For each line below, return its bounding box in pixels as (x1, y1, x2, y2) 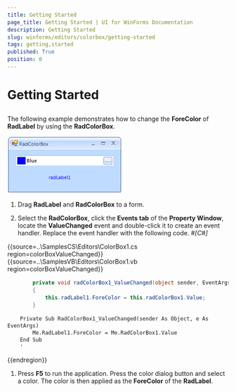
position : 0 (7, 56, 42, 63)
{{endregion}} (7, 355, 48, 364)
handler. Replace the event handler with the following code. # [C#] (17, 229, 209, 237)
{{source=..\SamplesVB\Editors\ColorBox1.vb (7, 257, 138, 266)
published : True (7, 48, 55, 55)
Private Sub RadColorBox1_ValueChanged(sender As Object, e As (20, 315, 209, 322)
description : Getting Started (7, 26, 96, 33)
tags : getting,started (7, 41, 74, 48)
